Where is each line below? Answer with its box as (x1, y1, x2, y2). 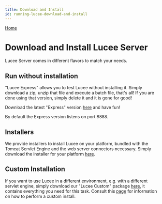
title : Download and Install (5, 7, 64, 12)
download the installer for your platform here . (5, 151, 95, 157)
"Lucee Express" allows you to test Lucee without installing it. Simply (5, 85, 143, 91)
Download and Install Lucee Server (5, 42, 148, 53)
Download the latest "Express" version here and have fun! (5, 105, 120, 110)
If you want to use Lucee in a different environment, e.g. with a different (5, 178, 148, 184)
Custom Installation (5, 165, 65, 173)
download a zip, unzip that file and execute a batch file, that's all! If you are (5, 90, 155, 96)
